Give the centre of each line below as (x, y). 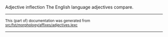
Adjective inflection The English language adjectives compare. (69, 7)
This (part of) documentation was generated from (48, 21)
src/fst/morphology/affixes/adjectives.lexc (41, 25)
